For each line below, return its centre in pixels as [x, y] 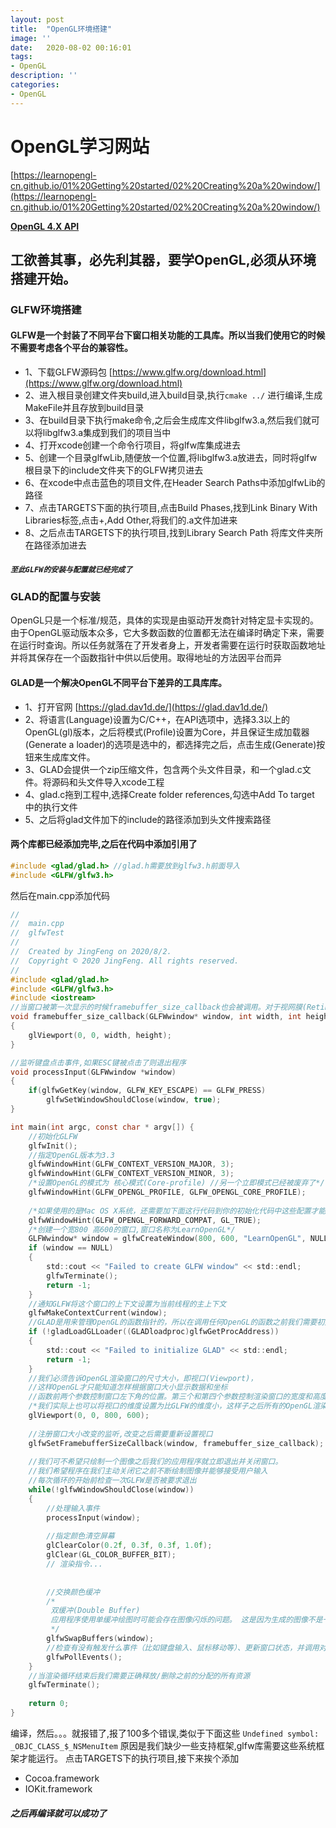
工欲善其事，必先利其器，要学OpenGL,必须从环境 [163, 259]
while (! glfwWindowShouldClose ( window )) [111, 1490]
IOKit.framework [58, 1788]
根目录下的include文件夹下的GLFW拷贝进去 [114, 470]
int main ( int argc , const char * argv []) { [102, 1127]
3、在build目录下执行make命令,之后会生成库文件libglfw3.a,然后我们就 [168, 420]
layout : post [37, 19]
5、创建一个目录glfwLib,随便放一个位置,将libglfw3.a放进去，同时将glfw [171, 458]
